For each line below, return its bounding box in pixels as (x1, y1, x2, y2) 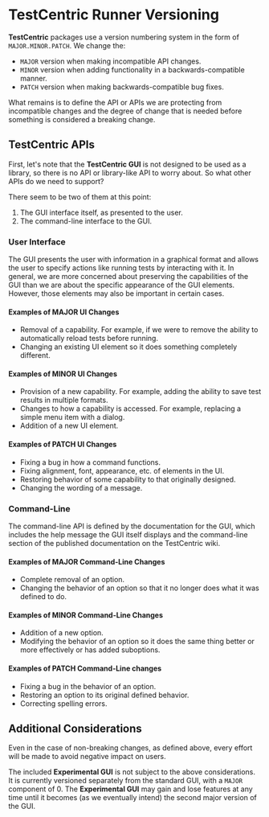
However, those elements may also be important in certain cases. (8, 289, 225, 298)
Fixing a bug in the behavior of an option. (19, 681, 157, 691)
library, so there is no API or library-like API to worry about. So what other (8, 167, 251, 178)
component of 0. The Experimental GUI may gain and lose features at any (8, 784, 253, 794)
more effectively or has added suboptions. (19, 645, 161, 655)
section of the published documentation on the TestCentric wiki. (8, 538, 221, 548)
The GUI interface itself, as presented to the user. (19, 207, 183, 217)
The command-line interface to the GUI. (19, 216, 153, 226)
